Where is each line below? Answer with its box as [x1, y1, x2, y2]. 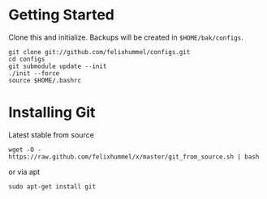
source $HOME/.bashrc [8, 76, 82, 84]
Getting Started [8, 6, 115, 24]
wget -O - [8, 146, 42, 154]
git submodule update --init [8, 62, 107, 70]
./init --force [8, 69, 60, 78]
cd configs [8, 55, 45, 63]
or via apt [8, 167, 41, 176]
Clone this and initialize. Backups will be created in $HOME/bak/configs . [8, 32, 243, 42]
